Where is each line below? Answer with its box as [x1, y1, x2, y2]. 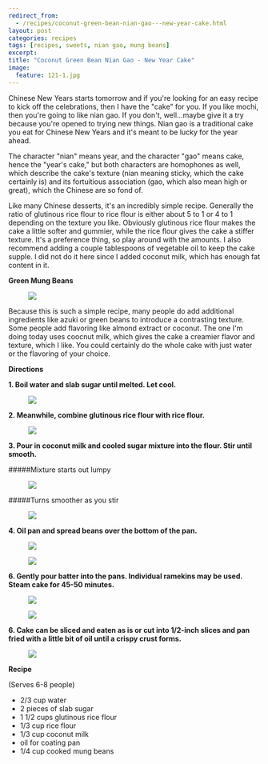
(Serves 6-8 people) [8, 679, 75, 689]
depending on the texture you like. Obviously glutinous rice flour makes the [8, 218, 256, 227]
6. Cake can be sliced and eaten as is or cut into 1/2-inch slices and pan [8, 625, 250, 634]
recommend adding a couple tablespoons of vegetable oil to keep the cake [8, 243, 255, 253]
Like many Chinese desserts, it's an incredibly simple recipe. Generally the [8, 201, 254, 210]
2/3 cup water [19, 695, 66, 705]
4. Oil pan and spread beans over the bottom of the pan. [8, 526, 198, 535]
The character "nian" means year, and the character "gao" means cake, [8, 151, 245, 161]
